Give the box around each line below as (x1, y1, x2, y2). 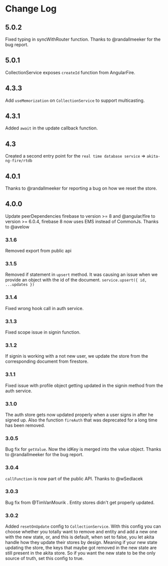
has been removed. (5, 422, 45, 428)
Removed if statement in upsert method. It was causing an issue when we (5, 271, 158, 277)
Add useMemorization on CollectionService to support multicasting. (5, 97, 145, 103)
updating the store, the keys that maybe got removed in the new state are (5, 545, 157, 551)
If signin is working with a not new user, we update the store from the (5, 353, 148, 359)
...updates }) (5, 282, 35, 288)
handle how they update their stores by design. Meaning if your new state (5, 539, 157, 545)
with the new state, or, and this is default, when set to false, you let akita (5, 534, 154, 540)
